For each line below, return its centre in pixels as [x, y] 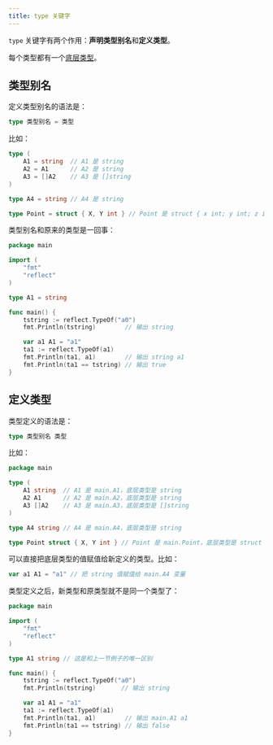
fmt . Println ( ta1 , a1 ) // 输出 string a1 [104, 357]
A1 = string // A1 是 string [74, 162]
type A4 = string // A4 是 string [66, 199]
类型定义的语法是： [41, 420]
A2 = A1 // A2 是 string [74, 169]
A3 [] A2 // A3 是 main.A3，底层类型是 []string [106, 505]
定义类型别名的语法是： [48, 107]
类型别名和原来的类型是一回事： [62, 230]
